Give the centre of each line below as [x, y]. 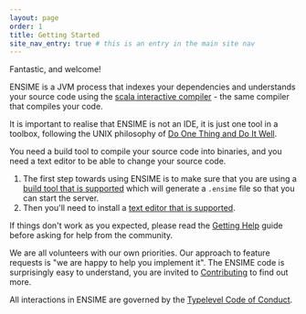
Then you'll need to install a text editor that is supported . [129, 208]
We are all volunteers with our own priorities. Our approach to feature [140, 253]
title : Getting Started [55, 35]
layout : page [34, 18]
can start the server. [61, 198]
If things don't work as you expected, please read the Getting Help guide [146, 225]
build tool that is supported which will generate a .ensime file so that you [158, 189]
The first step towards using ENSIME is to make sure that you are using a [159, 179]
